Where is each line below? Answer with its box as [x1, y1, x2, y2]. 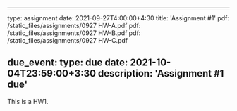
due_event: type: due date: [7, 57, 128, 69]
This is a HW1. [7, 97, 49, 105]
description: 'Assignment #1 [97, 67, 224, 79]
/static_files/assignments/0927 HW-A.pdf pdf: [7, 22, 141, 30]
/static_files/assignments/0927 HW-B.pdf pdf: [7, 29, 141, 37]
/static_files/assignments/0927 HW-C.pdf [7, 37, 128, 44]
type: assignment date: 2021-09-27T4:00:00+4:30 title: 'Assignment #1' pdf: [7, 14, 229, 22]
